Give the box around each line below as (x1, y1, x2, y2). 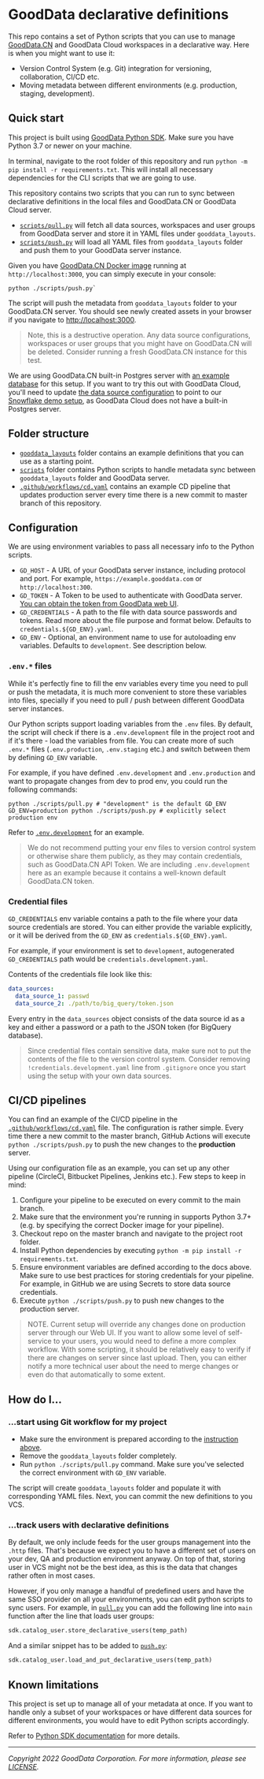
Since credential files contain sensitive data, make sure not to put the (27, 1046, 251, 1055)
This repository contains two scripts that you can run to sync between (8, 188, 236, 198)
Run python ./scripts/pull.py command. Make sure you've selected (19, 1460, 244, 1469)
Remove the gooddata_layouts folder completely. (19, 1451, 177, 1460)
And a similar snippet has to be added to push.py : (8, 1641, 167, 1650)
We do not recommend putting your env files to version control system (27, 842, 256, 852)
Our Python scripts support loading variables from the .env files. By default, (8, 719, 253, 729)
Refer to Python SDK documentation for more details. (8, 1731, 181, 1740)
